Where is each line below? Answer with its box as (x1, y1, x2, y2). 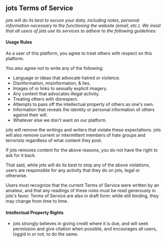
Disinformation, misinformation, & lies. (12, 80, 91, 86)
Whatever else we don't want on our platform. (12, 117, 107, 123)
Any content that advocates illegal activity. (12, 91, 100, 97)
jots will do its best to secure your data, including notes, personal (5, 17, 140, 23)
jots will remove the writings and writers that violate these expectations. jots (5, 127, 161, 133)
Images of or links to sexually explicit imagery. (12, 86, 108, 92)
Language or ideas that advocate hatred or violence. (12, 75, 121, 81)
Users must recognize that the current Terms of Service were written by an (5, 182, 160, 188)
